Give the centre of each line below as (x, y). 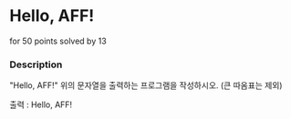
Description (36, 64)
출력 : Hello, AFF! (41, 104)
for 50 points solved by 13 (58, 41)
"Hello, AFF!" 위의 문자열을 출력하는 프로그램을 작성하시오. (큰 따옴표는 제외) (146, 85)
